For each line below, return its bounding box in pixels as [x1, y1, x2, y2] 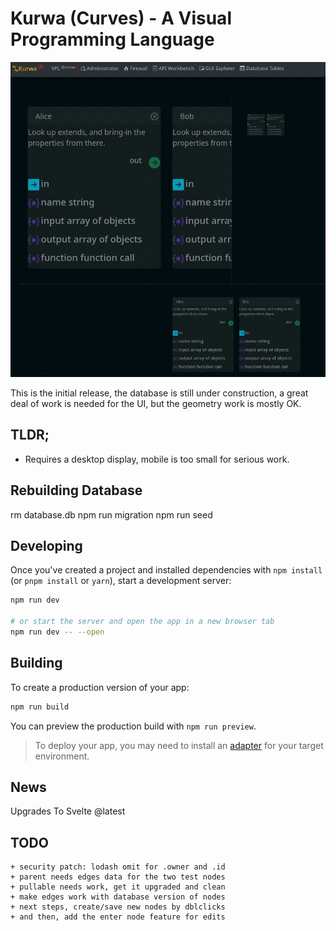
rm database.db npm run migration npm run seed [10, 508, 213, 521]
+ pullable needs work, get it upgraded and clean [10, 882, 226, 892]
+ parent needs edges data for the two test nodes [10, 872, 226, 882]
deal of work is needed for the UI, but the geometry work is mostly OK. [10, 397, 302, 409]
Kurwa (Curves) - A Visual [10, 7, 232, 30]
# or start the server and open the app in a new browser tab [10, 617, 275, 627]
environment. [34, 750, 90, 762]
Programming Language [10, 28, 215, 51]
